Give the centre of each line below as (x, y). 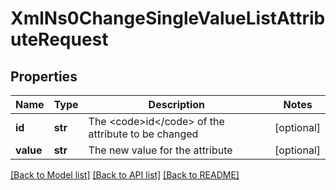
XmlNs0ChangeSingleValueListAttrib (168, 18)
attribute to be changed (143, 134)
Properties (44, 76)
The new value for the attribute (160, 150)
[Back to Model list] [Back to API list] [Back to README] (125, 175)
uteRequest (59, 39)
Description (177, 104)
